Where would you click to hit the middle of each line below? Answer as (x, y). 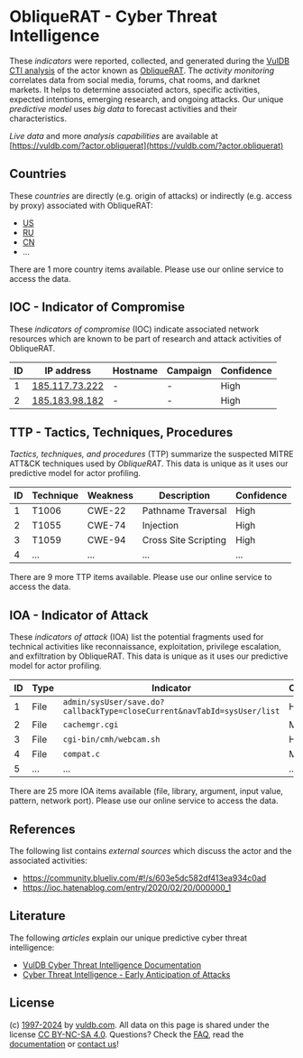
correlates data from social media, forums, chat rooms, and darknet (135, 80)
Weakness (110, 496)
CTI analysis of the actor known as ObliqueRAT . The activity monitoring (142, 70)
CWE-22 (106, 510)
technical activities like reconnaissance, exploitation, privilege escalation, (145, 647)
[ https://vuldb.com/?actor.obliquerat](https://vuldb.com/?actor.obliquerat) (147, 145)
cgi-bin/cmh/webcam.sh (111, 740)
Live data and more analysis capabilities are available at (114, 136)
